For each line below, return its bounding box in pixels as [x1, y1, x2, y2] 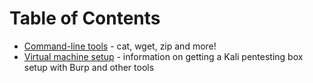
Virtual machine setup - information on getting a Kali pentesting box [23, 50, 304, 62]
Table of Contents [9, 7, 161, 30]
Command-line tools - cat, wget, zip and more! [23, 40, 217, 52]
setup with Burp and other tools [23, 61, 155, 73]
